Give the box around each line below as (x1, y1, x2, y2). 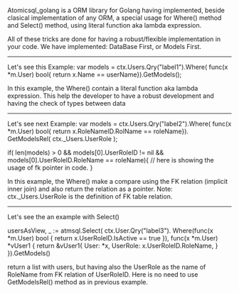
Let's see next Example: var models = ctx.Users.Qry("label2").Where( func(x (7, 120, 232, 128)
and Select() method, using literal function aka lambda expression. (7, 21, 202, 29)
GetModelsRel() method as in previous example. (7, 278, 148, 286)
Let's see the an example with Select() (7, 213, 119, 221)
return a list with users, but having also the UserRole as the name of (7, 262, 206, 271)
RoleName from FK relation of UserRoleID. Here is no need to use (7, 270, 198, 279)
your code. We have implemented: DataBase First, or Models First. (7, 43, 201, 50)
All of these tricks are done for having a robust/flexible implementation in (7, 35, 221, 43)
